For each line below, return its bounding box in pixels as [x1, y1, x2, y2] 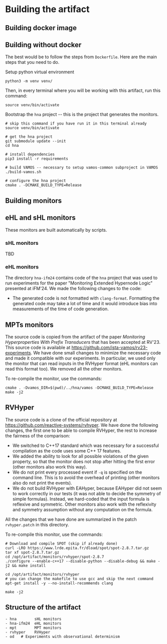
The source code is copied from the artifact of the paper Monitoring [5, 334, 145, 340]
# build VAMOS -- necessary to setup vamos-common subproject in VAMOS [5, 165, 158, 170]
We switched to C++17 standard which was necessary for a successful [12, 442, 159, 448]
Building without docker [5, 40, 82, 49]
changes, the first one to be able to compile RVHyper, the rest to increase [5, 427, 157, 433]
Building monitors [5, 196, 62, 205]
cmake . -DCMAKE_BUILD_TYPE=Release [5, 182, 82, 188]
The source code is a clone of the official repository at [5, 416, 117, 423]
